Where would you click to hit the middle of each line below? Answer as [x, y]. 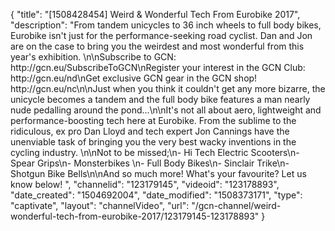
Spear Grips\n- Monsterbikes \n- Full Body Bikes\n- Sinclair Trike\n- [150, 163]
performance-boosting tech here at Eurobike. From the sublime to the [153, 120]
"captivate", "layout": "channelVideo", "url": [100, 205]
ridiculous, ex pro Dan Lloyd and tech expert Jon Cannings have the [150, 131]
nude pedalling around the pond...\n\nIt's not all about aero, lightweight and [166, 110]
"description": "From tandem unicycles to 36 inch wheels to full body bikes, [166, 25]
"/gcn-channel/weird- [236, 205]
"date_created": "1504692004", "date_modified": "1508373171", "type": [156, 195]
